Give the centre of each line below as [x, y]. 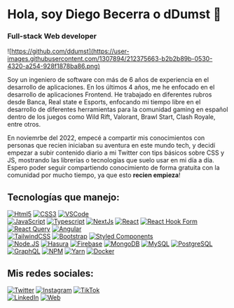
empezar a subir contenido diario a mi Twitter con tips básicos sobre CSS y [116, 153]
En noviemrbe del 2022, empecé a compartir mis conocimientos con [106, 138]
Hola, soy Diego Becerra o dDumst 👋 [115, 14]
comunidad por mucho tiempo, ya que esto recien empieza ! [94, 175]
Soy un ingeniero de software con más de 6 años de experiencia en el [108, 80]
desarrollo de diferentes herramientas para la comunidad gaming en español [118, 110]
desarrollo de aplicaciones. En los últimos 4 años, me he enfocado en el [111, 87]
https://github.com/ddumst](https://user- [70, 51]
